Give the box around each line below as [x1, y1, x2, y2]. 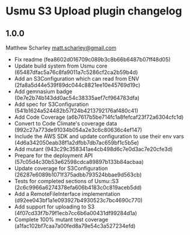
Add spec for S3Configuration [14, 101, 89, 108]
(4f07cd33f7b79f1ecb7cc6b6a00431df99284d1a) [14, 210, 138, 216]
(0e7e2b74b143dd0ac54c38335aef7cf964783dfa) [14, 95, 139, 101]
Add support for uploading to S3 [14, 203, 94, 210]
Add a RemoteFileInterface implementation [14, 190, 121, 197]
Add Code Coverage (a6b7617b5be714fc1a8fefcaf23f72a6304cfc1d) [14, 113, 184, 121]
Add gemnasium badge [14, 88, 73, 95]
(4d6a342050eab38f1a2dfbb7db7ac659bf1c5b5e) [14, 139, 139, 146]
